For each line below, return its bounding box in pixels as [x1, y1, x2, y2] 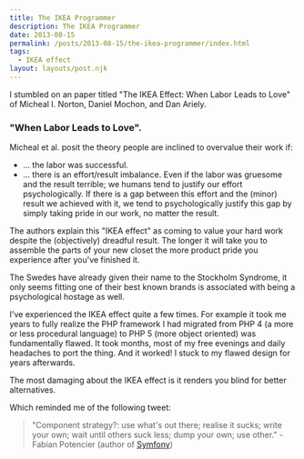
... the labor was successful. [22, 160, 129, 171]
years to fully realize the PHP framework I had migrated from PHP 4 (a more [9, 319, 294, 330]
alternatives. [9, 384, 56, 395]
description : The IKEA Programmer [9, 22, 141, 31]
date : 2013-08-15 [9, 30, 76, 39]
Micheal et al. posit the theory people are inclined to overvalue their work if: [9, 142, 293, 153]
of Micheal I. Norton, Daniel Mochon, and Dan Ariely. [9, 98, 207, 109]
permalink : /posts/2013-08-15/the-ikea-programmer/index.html [9, 38, 250, 48]
